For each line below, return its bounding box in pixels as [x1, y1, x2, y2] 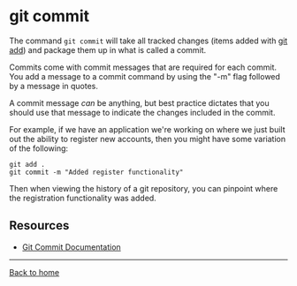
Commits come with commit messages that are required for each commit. [9, 62, 277, 72]
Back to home [9, 267, 60, 277]
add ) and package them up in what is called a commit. [9, 44, 207, 55]
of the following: [9, 143, 69, 154]
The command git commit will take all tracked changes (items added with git [9, 35, 288, 46]
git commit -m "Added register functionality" [9, 168, 184, 177]
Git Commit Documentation [21, 241, 121, 252]
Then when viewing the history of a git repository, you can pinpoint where [9, 183, 278, 193]
